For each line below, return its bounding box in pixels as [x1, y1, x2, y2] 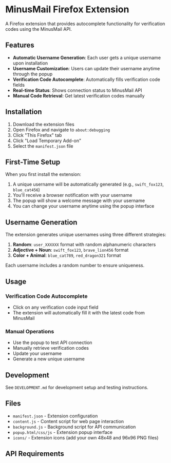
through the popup [12, 71, 53, 77]
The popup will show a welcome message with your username [12, 197, 145, 204]
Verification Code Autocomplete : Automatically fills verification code [12, 76, 160, 83]
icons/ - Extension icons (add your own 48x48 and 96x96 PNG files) [12, 434, 159, 440]
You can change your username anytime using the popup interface [12, 203, 155, 209]
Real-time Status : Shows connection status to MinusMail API [12, 87, 142, 93]
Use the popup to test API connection [12, 339, 92, 346]
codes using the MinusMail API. [5, 26, 72, 32]
